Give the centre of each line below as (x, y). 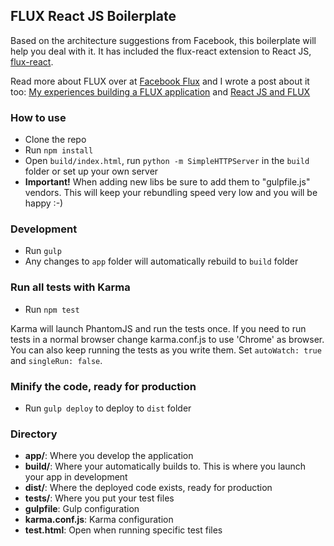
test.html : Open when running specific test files (123, 530)
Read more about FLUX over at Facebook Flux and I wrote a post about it (160, 81)
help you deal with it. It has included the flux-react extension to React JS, (161, 51)
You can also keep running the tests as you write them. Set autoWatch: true (166, 350)
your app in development (76, 477)
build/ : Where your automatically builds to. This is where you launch (165, 466)
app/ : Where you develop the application (109, 456)
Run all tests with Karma (70, 287)
